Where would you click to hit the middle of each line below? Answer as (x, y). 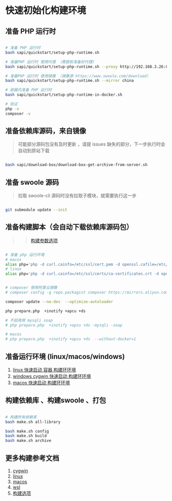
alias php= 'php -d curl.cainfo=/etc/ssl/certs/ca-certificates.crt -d (82, 274)
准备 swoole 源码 (32, 182)
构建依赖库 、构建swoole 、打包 (56, 400)
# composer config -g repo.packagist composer (56, 293)
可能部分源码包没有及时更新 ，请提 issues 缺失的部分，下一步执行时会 (91, 144)
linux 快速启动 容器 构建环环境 (44, 370)
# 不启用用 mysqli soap (29, 320)
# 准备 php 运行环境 (25, 255)
